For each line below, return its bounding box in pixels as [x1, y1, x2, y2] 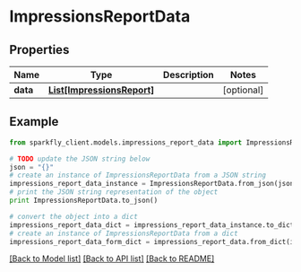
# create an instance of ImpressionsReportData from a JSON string [9, 171, 267, 180]
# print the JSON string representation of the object [9, 188, 219, 197]
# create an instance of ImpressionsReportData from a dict [9, 229, 239, 238]
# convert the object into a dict [9, 212, 139, 221]
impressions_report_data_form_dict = [9, 237, 150, 246]
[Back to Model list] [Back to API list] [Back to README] [9, 253, 215, 264]
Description [162, 69, 215, 81]
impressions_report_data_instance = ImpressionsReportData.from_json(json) [9, 180, 298, 189]
